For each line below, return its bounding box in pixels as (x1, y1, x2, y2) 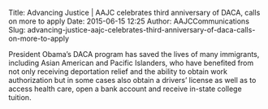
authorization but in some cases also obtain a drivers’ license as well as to (8, 76, 257, 85)
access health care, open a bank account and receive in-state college (8, 84, 242, 94)
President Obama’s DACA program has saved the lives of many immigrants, (8, 50, 260, 59)
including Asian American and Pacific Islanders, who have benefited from (8, 58, 254, 68)
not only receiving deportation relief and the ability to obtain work (8, 67, 227, 76)
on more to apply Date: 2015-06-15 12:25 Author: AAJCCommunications (8, 16, 250, 26)
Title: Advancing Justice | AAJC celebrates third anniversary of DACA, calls (8, 8, 261, 17)
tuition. (8, 93, 32, 102)
